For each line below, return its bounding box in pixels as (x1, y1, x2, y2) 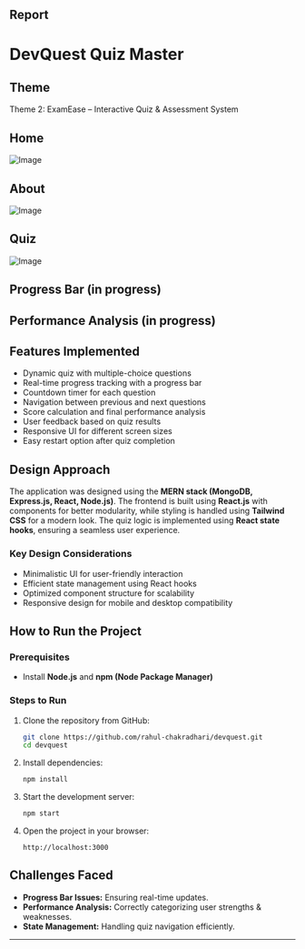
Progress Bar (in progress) (9, 282, 162, 298)
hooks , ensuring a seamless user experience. (9, 525, 181, 536)
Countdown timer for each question (22, 387, 156, 399)
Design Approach (9, 461, 111, 477)
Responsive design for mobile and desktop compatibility (22, 597, 233, 608)
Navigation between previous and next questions (22, 397, 206, 408)
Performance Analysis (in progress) (9, 313, 216, 328)
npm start (22, 809, 61, 818)
